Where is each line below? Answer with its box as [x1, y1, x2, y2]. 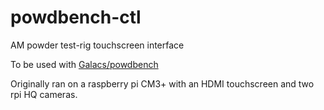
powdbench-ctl [10, 6, 142, 29]
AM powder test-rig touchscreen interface [10, 39, 185, 51]
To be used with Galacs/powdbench [10, 58, 159, 70]
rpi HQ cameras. [10, 88, 78, 100]
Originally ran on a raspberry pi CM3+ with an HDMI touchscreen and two [10, 77, 315, 90]
